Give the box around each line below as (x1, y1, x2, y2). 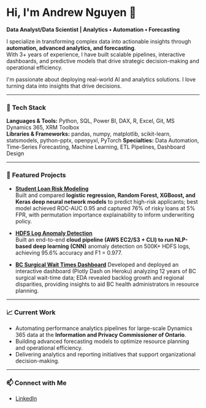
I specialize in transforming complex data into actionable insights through (6, 37, 191, 45)
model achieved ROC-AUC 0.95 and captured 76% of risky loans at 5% (15, 204, 196, 212)
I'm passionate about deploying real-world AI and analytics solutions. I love (6, 75, 196, 83)
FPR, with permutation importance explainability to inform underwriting (15, 211, 194, 218)
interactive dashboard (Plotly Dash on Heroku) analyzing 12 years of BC (15, 267, 196, 275)
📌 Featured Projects (6, 171, 66, 180)
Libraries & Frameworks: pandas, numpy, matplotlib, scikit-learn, (6, 130, 172, 137)
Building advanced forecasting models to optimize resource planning (15, 337, 189, 345)
